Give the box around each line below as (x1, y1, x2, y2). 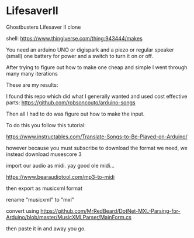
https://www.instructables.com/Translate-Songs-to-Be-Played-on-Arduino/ (6, 133, 188, 140)
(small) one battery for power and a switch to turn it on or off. (6, 52, 154, 59)
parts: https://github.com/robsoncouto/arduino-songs (6, 98, 136, 106)
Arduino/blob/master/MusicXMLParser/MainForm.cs (6, 213, 131, 220)
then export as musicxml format (6, 185, 83, 192)
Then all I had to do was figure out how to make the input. (6, 110, 145, 117)
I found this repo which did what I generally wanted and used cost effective (6, 93, 188, 100)
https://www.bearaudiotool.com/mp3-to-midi (6, 173, 115, 180)
